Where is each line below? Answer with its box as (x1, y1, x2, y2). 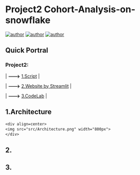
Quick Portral (5, 46, 49, 55)
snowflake (5, 14, 51, 26)
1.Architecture (5, 108, 52, 116)
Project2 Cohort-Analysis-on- (5, 4, 135, 15)
